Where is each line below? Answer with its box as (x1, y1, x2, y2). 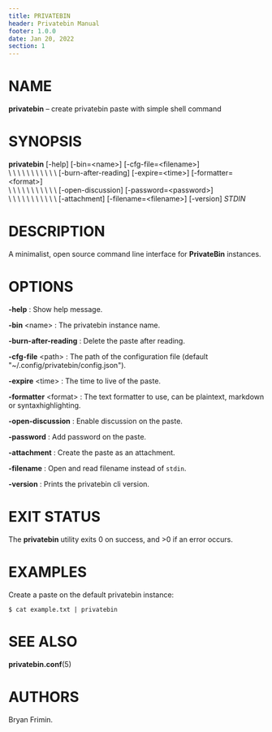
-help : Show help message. (8, 304, 103, 314)
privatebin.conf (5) (8, 659, 71, 669)
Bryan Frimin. (8, 714, 54, 724)
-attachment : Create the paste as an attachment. (8, 448, 176, 457)
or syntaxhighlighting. (8, 400, 81, 410)
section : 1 (8, 42, 45, 50)
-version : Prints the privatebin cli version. (8, 479, 150, 488)
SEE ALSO (8, 632, 78, 651)
